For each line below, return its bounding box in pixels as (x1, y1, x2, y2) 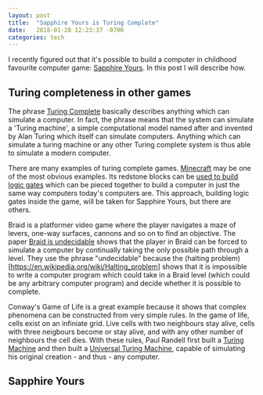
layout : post (8, 11, 51, 20)
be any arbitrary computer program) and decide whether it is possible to (8, 279, 241, 288)
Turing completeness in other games (8, 85, 192, 99)
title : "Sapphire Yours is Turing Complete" (8, 19, 159, 27)
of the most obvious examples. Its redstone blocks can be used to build (8, 172, 239, 181)
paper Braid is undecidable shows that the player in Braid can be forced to (8, 237, 248, 247)
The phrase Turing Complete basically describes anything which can (8, 107, 229, 116)
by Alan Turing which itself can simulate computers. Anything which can (8, 132, 241, 141)
